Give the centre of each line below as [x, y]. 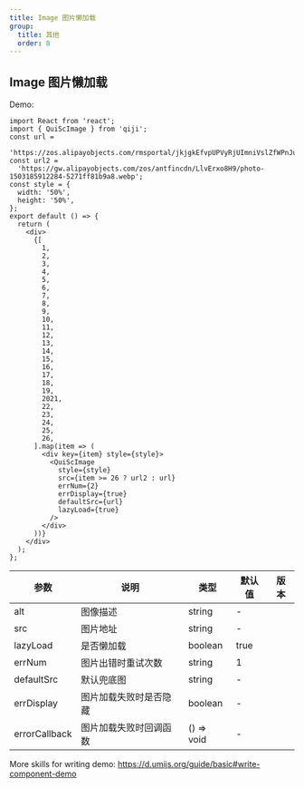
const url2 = [34, 161]
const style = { [40, 185]
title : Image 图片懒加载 [53, 18]
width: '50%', [44, 193]
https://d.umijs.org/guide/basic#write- [189, 764]
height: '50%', [46, 200]
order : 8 [34, 43]
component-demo [43, 774]
